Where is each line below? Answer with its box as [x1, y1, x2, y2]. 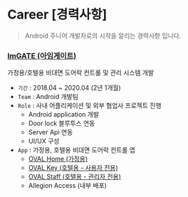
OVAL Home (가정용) [28, 154, 88, 164]
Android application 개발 [28, 110, 100, 119]
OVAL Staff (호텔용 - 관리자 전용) [28, 172, 121, 181]
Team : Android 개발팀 [17, 92, 78, 101]
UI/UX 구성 [28, 137, 60, 146]
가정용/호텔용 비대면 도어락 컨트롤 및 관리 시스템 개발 [7, 68, 155, 77]
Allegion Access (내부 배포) [28, 181, 107, 190]
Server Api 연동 [28, 128, 73, 137]
